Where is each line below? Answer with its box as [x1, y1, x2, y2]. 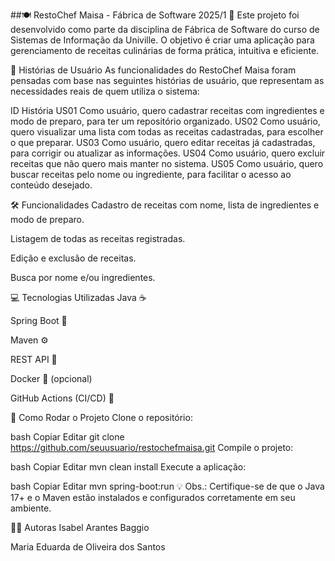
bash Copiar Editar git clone [10, 431, 125, 443]
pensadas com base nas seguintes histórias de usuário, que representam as [10, 75, 325, 86]
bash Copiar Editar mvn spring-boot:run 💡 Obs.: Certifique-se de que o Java [10, 480, 325, 492]
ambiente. [10, 502, 52, 514]
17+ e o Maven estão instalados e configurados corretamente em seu [10, 492, 296, 503]
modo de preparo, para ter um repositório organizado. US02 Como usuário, [10, 115, 321, 127]
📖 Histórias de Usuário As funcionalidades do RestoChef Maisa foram [10, 64, 297, 76]
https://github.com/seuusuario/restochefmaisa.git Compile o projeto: [10, 442, 294, 453]
